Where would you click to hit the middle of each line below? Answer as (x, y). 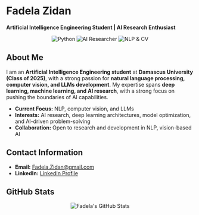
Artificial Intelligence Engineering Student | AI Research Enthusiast (91, 27)
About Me (25, 58)
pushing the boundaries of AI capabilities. (57, 97)
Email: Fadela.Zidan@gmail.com (54, 167)
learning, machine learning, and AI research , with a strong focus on (90, 91)
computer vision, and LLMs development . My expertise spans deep (91, 84)
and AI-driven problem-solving (52, 121)
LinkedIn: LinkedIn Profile (46, 173)
